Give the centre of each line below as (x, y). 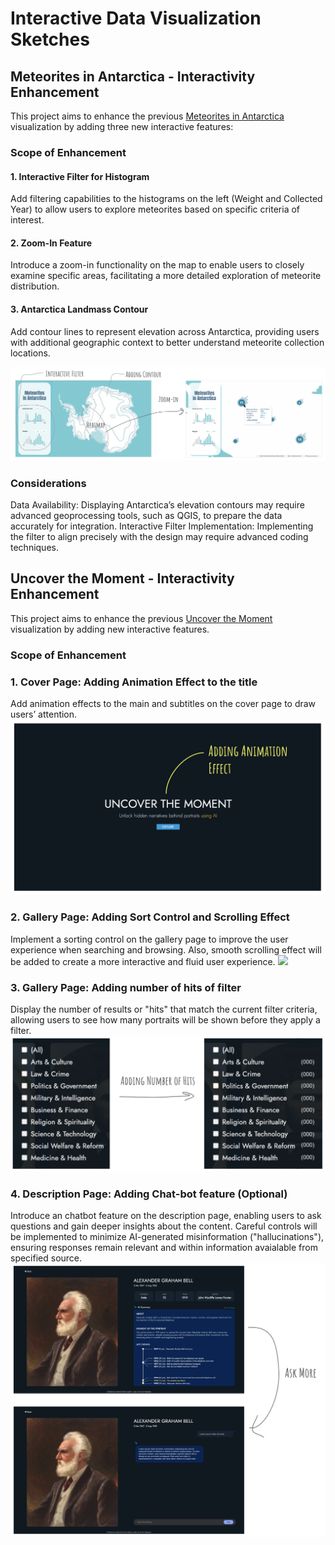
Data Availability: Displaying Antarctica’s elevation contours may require (157, 504)
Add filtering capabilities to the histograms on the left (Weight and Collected (166, 199)
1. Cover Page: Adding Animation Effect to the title (134, 682)
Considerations (48, 483)
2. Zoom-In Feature (51, 243)
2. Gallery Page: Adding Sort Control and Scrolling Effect (150, 917)
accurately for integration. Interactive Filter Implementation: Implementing (162, 526)
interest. (27, 220)
